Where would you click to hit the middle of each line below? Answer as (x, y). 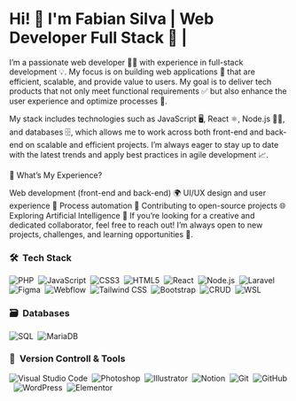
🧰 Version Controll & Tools (67, 359)
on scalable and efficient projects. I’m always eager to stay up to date (152, 144)
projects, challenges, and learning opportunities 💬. (101, 234)
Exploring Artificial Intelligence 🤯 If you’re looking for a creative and (132, 215)
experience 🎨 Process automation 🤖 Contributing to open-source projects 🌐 (148, 205)
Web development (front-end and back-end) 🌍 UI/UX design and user (138, 193)
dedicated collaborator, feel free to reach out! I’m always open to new (136, 225)
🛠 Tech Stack (41, 258)
